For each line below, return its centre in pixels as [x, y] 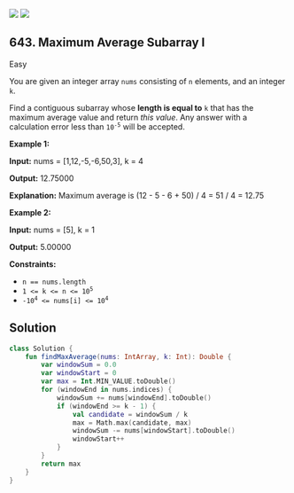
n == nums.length [54, 282]
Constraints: [33, 264]
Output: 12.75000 [42, 178]
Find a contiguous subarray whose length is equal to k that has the [132, 107]
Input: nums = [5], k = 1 [52, 230]
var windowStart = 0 [79, 373]
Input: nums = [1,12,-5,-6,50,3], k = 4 [77, 160]
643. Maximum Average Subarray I [107, 43]
